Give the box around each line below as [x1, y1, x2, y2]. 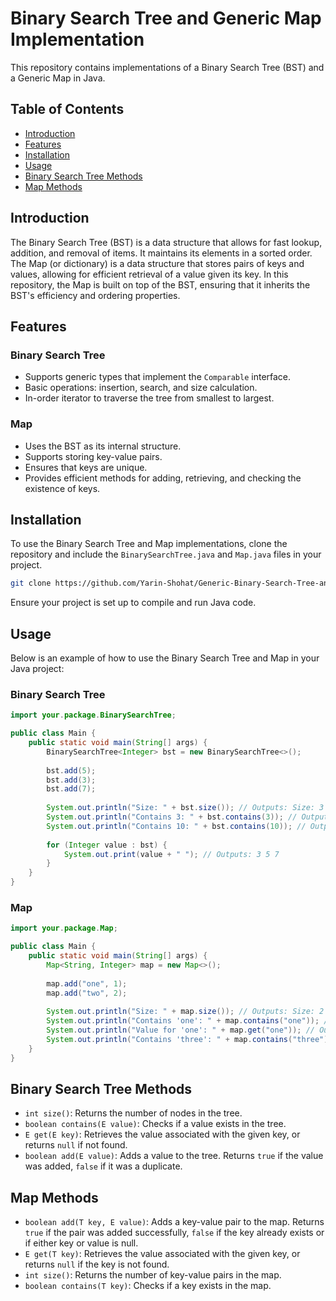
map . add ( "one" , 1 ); [46, 978, 128, 989]
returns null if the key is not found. [24, 1258, 170, 1271]
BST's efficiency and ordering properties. [10, 289, 181, 301]
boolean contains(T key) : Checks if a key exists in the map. [24, 1280, 272, 1292]
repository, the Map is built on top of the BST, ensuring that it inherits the [10, 278, 311, 291]
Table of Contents [10, 101, 125, 118]
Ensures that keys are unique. [24, 461, 148, 473]
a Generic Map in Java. [10, 72, 106, 84]
